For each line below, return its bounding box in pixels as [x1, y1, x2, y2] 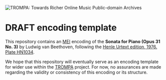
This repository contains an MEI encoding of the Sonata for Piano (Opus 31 [5, 38, 160, 44]
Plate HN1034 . [5, 49, 35, 55]
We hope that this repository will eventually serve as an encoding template [5, 59, 159, 65]
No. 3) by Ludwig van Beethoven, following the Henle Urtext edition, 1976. [5, 44, 157, 50]
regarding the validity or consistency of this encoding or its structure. [5, 69, 148, 75]
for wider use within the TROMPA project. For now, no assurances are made [5, 64, 161, 70]
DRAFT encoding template [5, 22, 117, 33]
